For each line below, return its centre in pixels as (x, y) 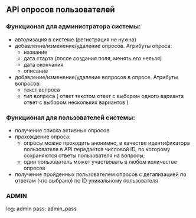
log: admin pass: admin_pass (41, 209)
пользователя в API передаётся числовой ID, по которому (97, 149)
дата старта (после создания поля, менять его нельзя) (93, 58)
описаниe (36, 71)
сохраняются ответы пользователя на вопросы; (84, 155)
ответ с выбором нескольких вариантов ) (76, 102)
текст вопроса (42, 90)
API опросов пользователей (61, 10)
